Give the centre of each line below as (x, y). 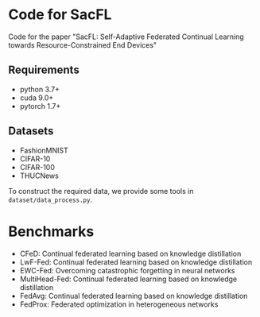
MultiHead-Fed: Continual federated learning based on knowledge (128, 279)
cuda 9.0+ (37, 98)
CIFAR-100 (37, 167)
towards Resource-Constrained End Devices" (83, 44)
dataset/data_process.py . (50, 199)
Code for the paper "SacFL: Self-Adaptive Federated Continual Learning (126, 37)
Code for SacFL (60, 15)
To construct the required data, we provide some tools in (101, 191)
